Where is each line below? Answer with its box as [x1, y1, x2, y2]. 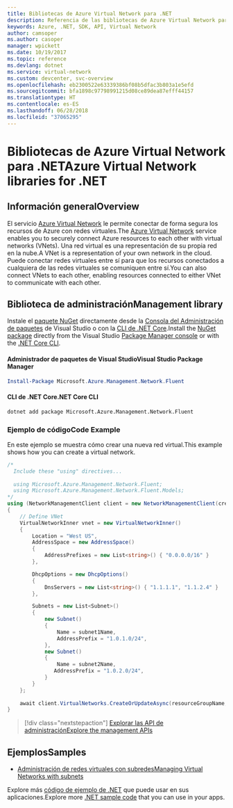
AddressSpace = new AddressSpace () [32, 539, 135, 546]
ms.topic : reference [7, 56, 67, 63]
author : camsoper [7, 29, 58, 37]
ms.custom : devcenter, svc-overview [7, 74, 113, 82]
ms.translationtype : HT [7, 95, 76, 102]
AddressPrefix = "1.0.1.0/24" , [56, 635, 148, 642]
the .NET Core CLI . [7, 339, 61, 348]
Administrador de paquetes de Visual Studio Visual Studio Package [7, 355, 203, 364]
